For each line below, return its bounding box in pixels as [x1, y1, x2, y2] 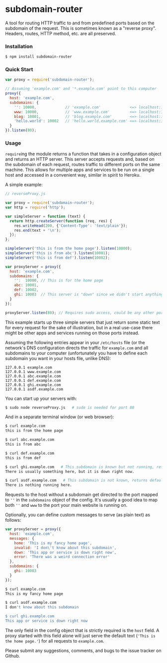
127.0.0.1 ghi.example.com [5, 382, 61, 387]
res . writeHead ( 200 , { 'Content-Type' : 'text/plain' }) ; [14, 223, 128, 228]
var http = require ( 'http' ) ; [5, 205, 66, 210]
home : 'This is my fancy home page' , [14, 541, 92, 546]
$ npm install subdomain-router [5, 54, 72, 59]
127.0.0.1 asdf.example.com [5, 386, 64, 391]
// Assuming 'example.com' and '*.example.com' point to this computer [5, 86, 157, 92]
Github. [5, 653, 20, 659]
